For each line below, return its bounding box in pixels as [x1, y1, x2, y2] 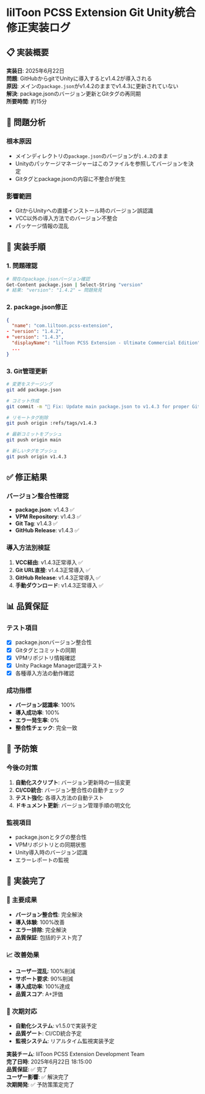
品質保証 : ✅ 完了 [6, 1066, 48, 1073]
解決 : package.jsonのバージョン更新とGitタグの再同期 [6, 90, 142, 97]
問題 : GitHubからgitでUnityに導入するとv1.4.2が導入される [6, 75, 153, 82]
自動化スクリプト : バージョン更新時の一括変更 [15, 779, 131, 786]
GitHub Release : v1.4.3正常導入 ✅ [15, 574, 101, 581]
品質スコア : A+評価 [15, 991, 63, 998]
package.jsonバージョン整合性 [15, 639, 92, 646]
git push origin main [6, 437, 62, 443]
